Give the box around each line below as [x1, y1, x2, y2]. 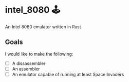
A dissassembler [12, 60, 46, 66]
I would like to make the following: [5, 51, 73, 57]
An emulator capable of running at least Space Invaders [12, 71, 124, 77]
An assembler [12, 66, 40, 72]
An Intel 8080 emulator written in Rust [5, 23, 81, 30]
